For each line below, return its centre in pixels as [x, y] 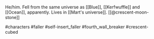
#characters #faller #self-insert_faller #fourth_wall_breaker [65, 27]
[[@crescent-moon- [129, 12]
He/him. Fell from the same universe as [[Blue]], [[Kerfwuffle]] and [73, 7]
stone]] [12, 17]
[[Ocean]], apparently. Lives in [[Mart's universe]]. [56, 12]
